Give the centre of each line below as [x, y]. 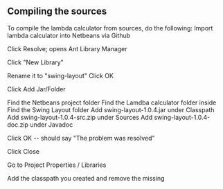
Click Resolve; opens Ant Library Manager [67, 48]
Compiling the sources [57, 11]
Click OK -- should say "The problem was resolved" [81, 138]
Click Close [24, 151]
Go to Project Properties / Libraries [57, 165]
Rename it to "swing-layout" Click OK [61, 75]
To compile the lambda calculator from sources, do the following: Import [110, 28]
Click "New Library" [35, 62]
